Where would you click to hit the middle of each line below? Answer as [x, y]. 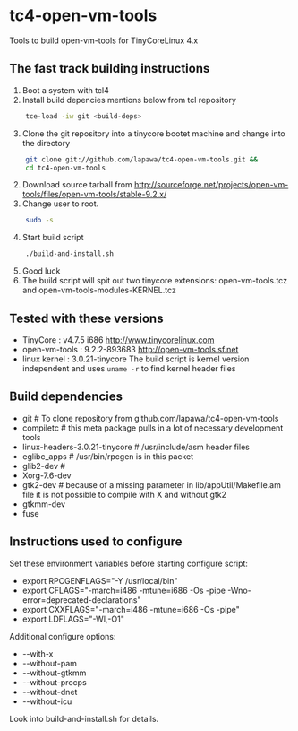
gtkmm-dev [43, 504]
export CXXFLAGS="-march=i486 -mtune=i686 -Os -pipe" [131, 609]
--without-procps [54, 682]
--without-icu [47, 701]
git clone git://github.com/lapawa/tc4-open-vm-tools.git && [141, 159]
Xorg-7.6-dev [47, 475]
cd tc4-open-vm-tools [65, 168]
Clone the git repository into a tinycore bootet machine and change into [153, 133]
